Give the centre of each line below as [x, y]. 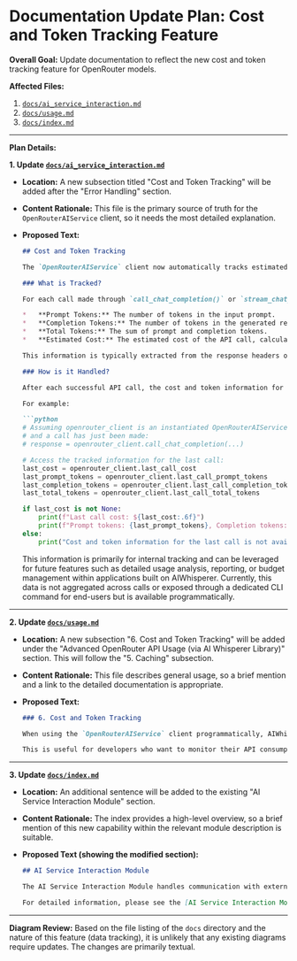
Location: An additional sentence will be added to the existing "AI [141, 792]
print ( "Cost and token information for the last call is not [153, 542]
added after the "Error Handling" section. [97, 191]
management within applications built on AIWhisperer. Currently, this [147, 578]
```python [40, 419]
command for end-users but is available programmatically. [128, 596]
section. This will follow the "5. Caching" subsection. [118, 657]
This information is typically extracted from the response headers [151, 356]
